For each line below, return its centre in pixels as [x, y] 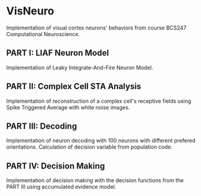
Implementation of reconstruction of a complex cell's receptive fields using [99, 101]
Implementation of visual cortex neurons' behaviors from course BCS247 [97, 28]
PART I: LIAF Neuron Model [58, 53]
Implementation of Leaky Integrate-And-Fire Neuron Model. [80, 67]
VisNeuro [30, 11]
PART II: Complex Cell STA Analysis [74, 86]
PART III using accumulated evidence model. [61, 187]
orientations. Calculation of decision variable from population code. [89, 147]
